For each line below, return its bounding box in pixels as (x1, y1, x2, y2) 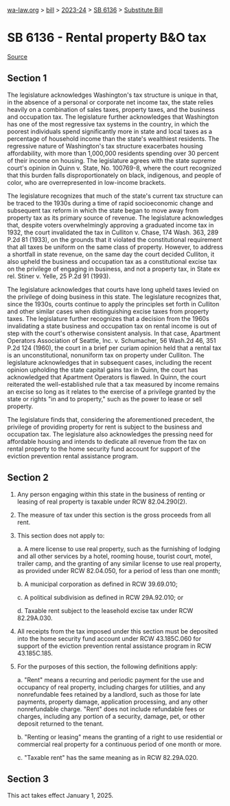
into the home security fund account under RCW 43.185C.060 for (16, 634, 202, 642)
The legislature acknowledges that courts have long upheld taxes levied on (7, 285, 219, 293)
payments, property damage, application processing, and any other (16, 697, 208, 706)
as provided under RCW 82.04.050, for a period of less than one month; (16, 566, 221, 574)
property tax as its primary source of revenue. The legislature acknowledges (7, 213, 224, 222)
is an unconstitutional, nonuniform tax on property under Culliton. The (7, 350, 205, 359)
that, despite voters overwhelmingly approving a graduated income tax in (7, 221, 214, 229)
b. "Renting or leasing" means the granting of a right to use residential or (16, 732, 223, 741)
